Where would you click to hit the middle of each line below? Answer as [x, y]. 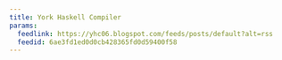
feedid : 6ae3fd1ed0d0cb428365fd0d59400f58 [97, 42]
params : [24, 26]
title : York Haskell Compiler [66, 17]
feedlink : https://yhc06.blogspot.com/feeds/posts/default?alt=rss [145, 34]
